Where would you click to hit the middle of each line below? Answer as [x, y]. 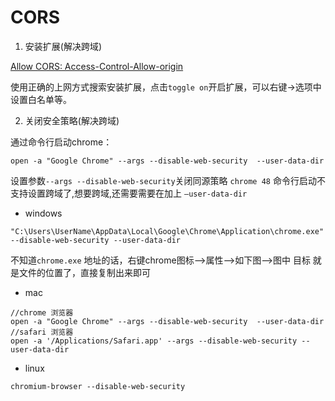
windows [43, 213]
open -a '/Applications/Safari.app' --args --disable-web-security [154, 341]
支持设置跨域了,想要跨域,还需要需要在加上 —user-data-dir [129, 193]
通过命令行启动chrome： [61, 142]
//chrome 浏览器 [42, 312]
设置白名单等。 [41, 99]
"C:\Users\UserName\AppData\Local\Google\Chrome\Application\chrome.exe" [167, 231]
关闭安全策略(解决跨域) [72, 120]
